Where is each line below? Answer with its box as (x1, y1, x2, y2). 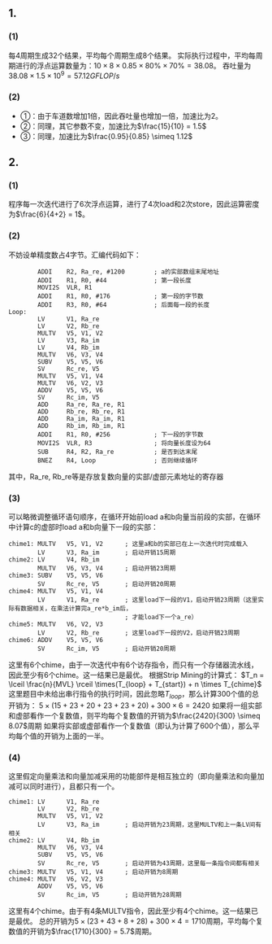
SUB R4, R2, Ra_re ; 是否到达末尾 (37, 448, 198, 456)
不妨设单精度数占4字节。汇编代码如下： (8, 250, 142, 260)
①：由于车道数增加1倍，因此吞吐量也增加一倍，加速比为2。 (19, 111, 223, 120)
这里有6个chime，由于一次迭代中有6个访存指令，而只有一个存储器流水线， (8, 659, 258, 670)
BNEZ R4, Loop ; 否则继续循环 (37, 456, 198, 465)
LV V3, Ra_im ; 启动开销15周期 (37, 548, 176, 557)
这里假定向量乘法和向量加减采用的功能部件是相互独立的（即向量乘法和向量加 (8, 771, 265, 781)
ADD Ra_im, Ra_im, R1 (37, 414, 126, 422)
